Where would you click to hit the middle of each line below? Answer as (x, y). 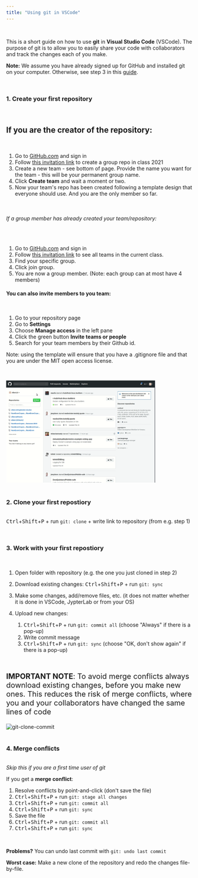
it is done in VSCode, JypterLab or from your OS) (74, 602)
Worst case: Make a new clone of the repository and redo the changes (92, 863)
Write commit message (51, 637)
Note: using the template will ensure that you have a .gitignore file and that (97, 354)
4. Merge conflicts (33, 748)
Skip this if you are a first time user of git (56, 768)
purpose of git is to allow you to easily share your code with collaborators (95, 48)
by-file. (15, 869)
